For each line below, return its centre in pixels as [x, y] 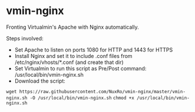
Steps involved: [25, 38]
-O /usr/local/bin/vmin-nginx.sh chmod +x [82, 98]
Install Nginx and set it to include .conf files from [73, 56]
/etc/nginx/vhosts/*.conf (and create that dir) [69, 62]
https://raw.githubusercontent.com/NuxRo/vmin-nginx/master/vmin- [102, 91]
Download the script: [40, 81]
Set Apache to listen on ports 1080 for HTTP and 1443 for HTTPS [94, 50]
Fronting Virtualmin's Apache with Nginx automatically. [73, 27]
